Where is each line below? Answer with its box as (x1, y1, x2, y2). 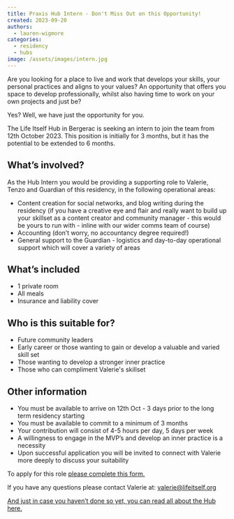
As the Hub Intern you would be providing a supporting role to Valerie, (7, 177, 209, 186)
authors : (7, 23, 33, 30)
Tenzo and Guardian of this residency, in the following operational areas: (7, 185, 216, 193)
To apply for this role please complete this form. (7, 469, 145, 478)
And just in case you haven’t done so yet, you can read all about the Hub (7, 497, 217, 505)
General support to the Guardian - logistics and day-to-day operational (17, 235, 221, 244)
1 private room (17, 282, 59, 291)
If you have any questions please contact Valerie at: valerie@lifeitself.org (7, 483, 217, 491)
